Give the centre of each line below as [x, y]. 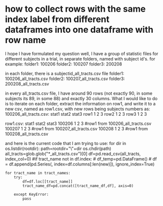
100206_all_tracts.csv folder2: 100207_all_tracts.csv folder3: [65, 79]
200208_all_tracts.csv [27, 83]
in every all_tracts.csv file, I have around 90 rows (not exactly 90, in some [79, 93]
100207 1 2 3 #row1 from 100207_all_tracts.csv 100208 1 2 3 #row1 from [77, 128]
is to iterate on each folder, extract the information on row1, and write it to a [80, 103]
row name [26, 40]
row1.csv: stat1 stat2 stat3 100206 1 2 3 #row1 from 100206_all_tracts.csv [78, 124]
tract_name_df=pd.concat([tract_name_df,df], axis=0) [78, 186]
